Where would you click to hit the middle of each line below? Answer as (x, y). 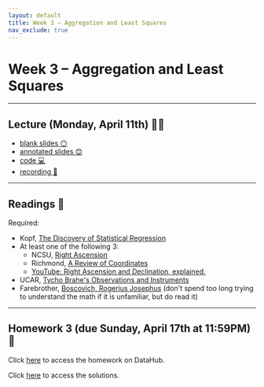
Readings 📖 (37, 204)
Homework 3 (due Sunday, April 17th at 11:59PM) (130, 328)
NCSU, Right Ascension (69, 254)
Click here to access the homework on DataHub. (86, 359)
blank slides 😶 (44, 143)
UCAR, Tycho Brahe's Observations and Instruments (104, 279)
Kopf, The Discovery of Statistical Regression (93, 238)
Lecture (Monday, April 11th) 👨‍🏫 (86, 124)
